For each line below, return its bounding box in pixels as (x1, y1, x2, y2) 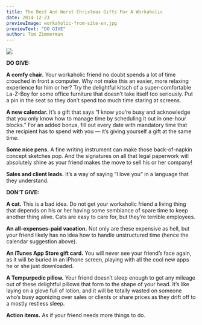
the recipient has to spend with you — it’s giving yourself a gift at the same (6, 128, 192, 135)
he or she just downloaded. (6, 263, 74, 270)
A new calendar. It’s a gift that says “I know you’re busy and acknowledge (6, 108, 191, 116)
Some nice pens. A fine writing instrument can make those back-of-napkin (6, 146, 193, 153)
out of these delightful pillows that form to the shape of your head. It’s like (6, 281, 190, 288)
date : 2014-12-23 (6, 15, 50, 21)
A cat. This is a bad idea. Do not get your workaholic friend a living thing (6, 200, 186, 208)
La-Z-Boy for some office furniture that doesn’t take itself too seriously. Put (6, 90, 193, 97)
